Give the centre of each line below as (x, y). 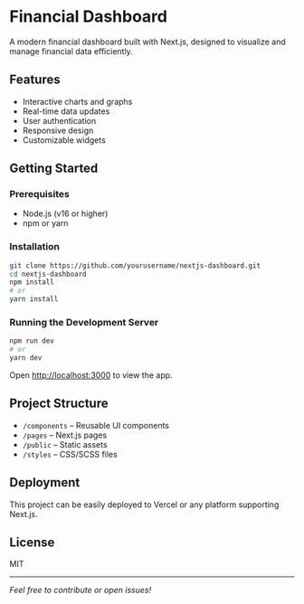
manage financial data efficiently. (71, 51)
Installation (35, 247)
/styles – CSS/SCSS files (70, 454)
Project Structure (59, 404)
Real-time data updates (66, 111)
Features (35, 80)
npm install (32, 282)
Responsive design (58, 130)
